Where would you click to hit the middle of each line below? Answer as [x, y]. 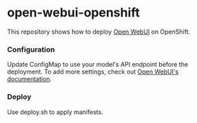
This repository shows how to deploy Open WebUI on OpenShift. [99, 32]
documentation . [30, 79]
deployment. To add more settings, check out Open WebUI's [93, 72]
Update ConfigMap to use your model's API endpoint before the [97, 65]
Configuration [31, 49]
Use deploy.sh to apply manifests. [55, 112]
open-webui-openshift [73, 13]
